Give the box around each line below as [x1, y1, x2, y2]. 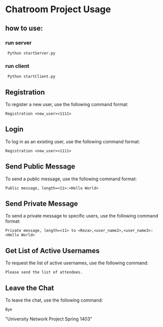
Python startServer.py [7, 50, 56, 56]
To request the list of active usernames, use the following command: [5, 260, 149, 266]
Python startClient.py [7, 74, 56, 79]
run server [5, 39, 32, 46]
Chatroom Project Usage [5, 4, 111, 15]
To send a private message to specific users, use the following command [5, 213, 158, 219]
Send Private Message [5, 200, 78, 208]
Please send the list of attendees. [5, 270, 83, 275]
